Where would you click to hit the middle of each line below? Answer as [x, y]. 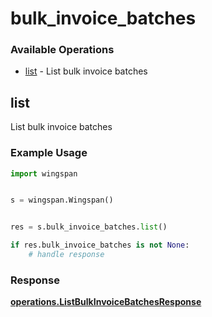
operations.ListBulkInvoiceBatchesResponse [106, 302]
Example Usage [49, 153]
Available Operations [62, 50]
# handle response [66, 255]
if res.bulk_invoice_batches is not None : [100, 245]
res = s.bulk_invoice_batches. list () [89, 227]
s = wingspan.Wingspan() [62, 200]
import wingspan [44, 173]
